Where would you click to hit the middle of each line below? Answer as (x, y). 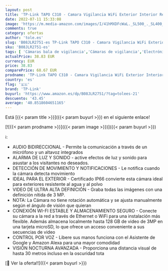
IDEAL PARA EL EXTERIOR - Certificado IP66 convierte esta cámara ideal (87, 179)
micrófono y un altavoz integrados (48, 152)
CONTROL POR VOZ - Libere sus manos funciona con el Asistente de (84, 237)
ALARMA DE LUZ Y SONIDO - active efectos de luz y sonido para (80, 158)
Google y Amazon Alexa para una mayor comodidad (66, 243)
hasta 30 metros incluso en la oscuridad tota (58, 253)
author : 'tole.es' (24, 38)
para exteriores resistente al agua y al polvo (57, 184)
